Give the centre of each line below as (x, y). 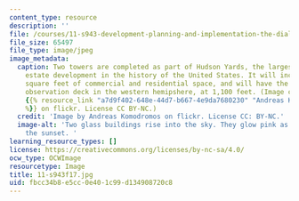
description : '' (39, 26)
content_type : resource (53, 17)
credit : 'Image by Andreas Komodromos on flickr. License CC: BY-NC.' (151, 117)
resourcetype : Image (48, 166)
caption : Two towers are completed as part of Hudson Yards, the (141, 68)
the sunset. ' (51, 133)
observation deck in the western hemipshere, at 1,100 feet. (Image (155, 92)
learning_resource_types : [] (63, 141)
